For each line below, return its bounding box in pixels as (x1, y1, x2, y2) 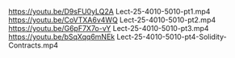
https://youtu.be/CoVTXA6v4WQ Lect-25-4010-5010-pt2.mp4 (8, 15, 216, 25)
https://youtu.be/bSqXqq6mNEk (8, 32, 115, 41)
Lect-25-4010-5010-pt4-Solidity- (116, 32, 228, 41)
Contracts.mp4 (8, 41, 59, 50)
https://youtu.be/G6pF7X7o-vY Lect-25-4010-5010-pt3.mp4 (8, 24, 209, 33)
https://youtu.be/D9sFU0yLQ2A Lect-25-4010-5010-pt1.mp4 (8, 7, 211, 16)
